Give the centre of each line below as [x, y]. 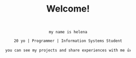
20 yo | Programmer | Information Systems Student [68, 41]
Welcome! [68, 9]
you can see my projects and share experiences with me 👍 [68, 50]
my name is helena [68, 32]
